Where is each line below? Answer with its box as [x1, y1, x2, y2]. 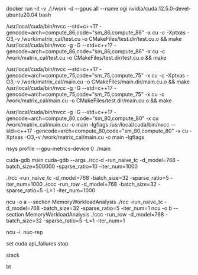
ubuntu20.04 [6, 11, 38, 18]
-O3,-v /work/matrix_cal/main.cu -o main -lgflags [24, 134, 145, 141]
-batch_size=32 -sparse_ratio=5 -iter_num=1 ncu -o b [41, 205, 173, 212]
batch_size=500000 [6, 163, 55, 170]
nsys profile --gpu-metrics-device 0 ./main [6, 145, 111, 152]
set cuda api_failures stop [6, 240, 69, 247]
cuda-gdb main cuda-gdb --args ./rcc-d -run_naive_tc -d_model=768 [6, 157, 176, 163]
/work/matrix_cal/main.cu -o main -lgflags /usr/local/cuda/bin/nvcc [6, 121, 170, 128]
